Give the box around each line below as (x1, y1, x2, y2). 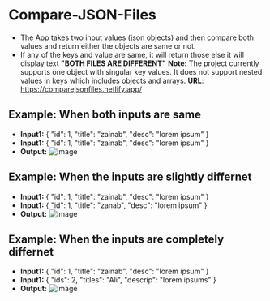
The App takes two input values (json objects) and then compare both (19, 32, 254, 42)
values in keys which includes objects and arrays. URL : (19, 75, 204, 85)
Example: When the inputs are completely (8, 232, 225, 246)
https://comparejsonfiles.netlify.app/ (19, 84, 143, 94)
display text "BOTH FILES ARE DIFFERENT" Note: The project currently (19, 58, 259, 68)
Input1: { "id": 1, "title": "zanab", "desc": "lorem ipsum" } (19, 200, 208, 210)
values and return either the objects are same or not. (19, 41, 196, 50)
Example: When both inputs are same (8, 108, 201, 122)
